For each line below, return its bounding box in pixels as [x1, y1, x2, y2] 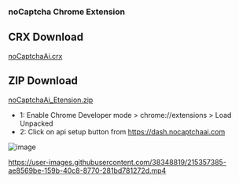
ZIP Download [8, 74, 79, 88]
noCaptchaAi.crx [8, 51, 63, 60]
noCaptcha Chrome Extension [8, 6, 126, 17]
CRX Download [8, 31, 84, 44]
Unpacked [19, 119, 53, 128]
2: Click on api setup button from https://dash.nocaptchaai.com [19, 126, 226, 136]
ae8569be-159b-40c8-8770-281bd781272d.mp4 [8, 166, 167, 175]
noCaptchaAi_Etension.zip [8, 95, 94, 104]
